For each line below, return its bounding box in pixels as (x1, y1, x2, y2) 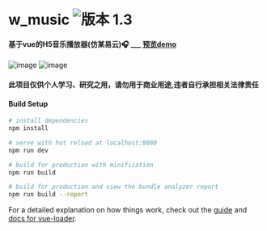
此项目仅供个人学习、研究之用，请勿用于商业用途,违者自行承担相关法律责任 (8, 79, 259, 89)
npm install (8, 124, 49, 132)
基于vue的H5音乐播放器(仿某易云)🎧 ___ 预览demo (8, 39, 176, 48)
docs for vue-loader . (8, 214, 77, 224)
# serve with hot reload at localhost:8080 (8, 138, 158, 147)
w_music (8, 10, 70, 29)
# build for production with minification (8, 161, 154, 169)
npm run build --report (8, 191, 89, 199)
